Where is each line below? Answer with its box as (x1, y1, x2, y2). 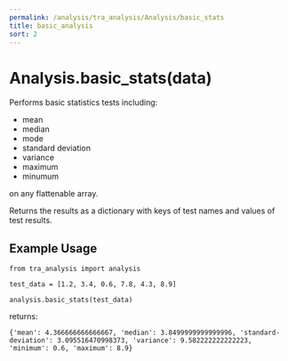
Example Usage (9, 241, 98, 256)
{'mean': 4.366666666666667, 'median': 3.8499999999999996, (9, 328, 237, 338)
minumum (21, 171, 60, 182)
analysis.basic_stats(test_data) (9, 295, 133, 305)
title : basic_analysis (9, 21, 93, 30)
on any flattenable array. (9, 189, 99, 199)
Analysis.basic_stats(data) (9, 68, 212, 88)
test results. (9, 215, 52, 226)
